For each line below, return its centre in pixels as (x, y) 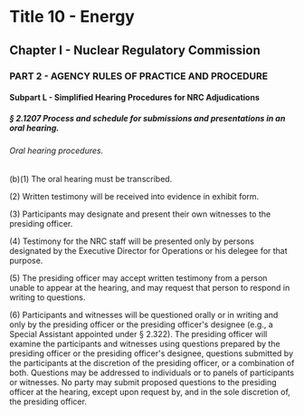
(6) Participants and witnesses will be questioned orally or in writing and (144, 314)
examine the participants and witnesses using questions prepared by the (145, 343)
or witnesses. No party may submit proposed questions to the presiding (143, 382)
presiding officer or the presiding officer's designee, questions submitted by (152, 353)
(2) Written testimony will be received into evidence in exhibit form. (134, 196)
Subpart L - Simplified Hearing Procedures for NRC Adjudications (134, 98)
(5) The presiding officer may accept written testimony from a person (138, 277)
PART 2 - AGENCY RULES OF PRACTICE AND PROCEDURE (139, 76)
